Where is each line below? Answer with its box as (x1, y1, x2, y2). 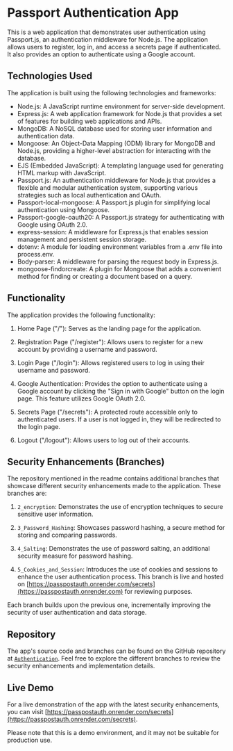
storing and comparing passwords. (17, 531, 118, 540)
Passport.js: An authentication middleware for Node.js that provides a (17, 176, 216, 184)
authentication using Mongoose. (17, 205, 110, 213)
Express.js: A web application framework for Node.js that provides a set (17, 109, 223, 118)
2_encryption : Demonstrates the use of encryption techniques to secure (17, 503, 223, 511)
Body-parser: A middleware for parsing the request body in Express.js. (17, 257, 219, 266)
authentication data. (17, 131, 75, 140)
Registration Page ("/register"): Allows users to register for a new (17, 337, 203, 346)
